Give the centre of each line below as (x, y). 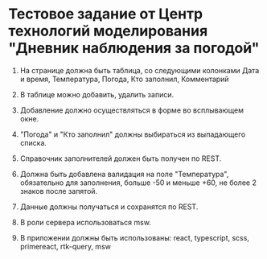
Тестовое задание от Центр (106, 14)
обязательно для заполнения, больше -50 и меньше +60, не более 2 (138, 183)
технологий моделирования (108, 31)
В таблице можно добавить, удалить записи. (97, 94)
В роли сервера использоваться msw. (85, 222)
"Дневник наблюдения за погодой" (134, 48)
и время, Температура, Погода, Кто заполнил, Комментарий (124, 79)
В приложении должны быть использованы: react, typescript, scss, (134, 237)
